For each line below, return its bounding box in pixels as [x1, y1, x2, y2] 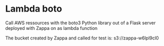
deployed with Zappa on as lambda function [5, 25, 98, 31]
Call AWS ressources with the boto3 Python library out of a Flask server [5, 20, 156, 26]
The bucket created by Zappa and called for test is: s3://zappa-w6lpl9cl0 [5, 35, 159, 41]
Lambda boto [5, 3, 62, 15]
